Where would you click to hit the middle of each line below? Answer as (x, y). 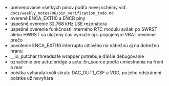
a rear (16, 67)
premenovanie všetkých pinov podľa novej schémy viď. (68, 7)
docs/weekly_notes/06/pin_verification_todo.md (62, 13)
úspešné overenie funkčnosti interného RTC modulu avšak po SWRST (84, 29)
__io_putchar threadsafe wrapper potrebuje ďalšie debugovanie (77, 56)
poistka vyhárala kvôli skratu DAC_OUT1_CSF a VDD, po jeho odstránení (86, 73)
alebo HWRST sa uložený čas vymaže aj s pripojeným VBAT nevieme (83, 35)
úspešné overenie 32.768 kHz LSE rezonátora (58, 24)
